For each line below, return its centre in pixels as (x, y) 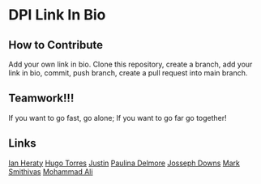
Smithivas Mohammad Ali (51, 171)
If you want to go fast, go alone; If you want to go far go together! (118, 118)
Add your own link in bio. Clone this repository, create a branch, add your (130, 64)
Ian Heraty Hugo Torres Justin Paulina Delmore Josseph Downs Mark (124, 163)
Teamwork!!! (41, 98)
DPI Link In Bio (57, 15)
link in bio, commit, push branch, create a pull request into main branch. (128, 73)
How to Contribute (56, 45)
